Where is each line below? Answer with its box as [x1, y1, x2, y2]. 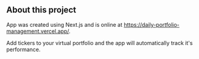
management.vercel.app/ [6, 27, 69, 35]
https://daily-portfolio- [124, 21, 180, 28]
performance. [6, 46, 41, 53]
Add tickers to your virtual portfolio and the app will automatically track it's [6, 39, 193, 46]
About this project [6, 5, 77, 15]
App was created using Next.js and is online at [6, 21, 123, 28]
